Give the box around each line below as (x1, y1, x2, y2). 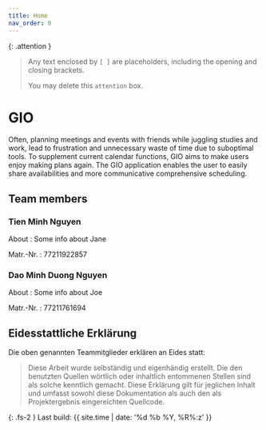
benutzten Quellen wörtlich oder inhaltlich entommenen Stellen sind (27, 372, 252, 381)
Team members (8, 192, 88, 205)
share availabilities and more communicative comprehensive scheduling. (8, 169, 248, 178)
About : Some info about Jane (8, 234, 106, 244)
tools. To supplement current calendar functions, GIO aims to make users (8, 152, 249, 161)
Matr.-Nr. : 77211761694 (8, 303, 86, 313)
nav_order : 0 (8, 19, 52, 27)
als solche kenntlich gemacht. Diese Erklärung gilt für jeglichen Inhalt (27, 380, 256, 390)
